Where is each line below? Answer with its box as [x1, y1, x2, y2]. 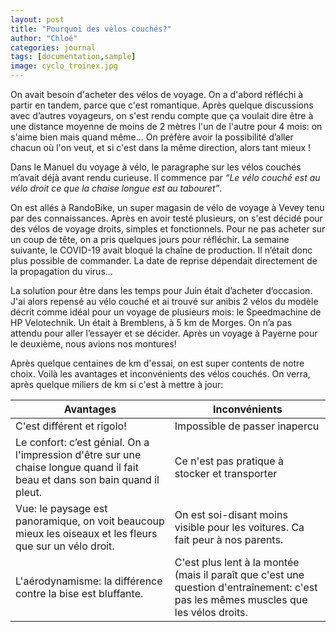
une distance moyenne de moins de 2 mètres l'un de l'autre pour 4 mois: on [10, 121, 323, 132]
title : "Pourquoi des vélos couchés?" [10, 24, 172, 34]
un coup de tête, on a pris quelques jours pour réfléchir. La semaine [10, 234, 290, 245]
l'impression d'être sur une [15, 448, 142, 461]
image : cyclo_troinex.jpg [10, 61, 118, 71]
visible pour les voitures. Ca [174, 521, 305, 534]
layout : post [10, 14, 65, 25]
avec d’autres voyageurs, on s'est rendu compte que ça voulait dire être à [10, 110, 314, 121]
